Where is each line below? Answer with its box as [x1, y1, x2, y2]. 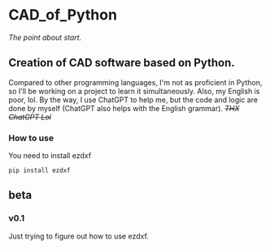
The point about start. [8, 32, 82, 42]
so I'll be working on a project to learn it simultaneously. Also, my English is [8, 86, 260, 96]
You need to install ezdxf [8, 151, 92, 161]
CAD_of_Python [8, 6, 118, 24]
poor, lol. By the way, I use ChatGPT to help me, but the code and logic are [8, 95, 259, 105]
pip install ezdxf [8, 166, 71, 175]
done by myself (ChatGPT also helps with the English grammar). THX [8, 103, 240, 113]
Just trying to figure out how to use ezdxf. [8, 231, 149, 241]
